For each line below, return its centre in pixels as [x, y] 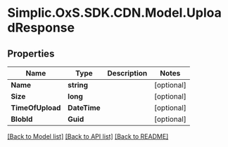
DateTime [84, 108]
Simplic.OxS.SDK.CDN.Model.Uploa [114, 13]
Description [127, 73]
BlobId [22, 119]
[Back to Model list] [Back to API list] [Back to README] [88, 136]
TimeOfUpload [36, 108]
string [78, 85]
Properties [31, 54]
